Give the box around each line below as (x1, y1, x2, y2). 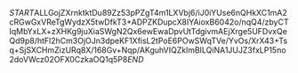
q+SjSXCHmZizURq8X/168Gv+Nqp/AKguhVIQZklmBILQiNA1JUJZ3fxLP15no (9, 45, 286, 55)
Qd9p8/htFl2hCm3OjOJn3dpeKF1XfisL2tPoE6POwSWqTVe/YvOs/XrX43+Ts (9, 35, 287, 46)
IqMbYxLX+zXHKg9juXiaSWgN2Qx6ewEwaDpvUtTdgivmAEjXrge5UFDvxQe (9, 26, 287, 36)
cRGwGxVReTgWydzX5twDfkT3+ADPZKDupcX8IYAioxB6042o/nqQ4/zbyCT (9, 17, 289, 27)
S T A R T (9, 8, 35, 18)
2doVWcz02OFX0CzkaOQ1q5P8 (9, 55, 128, 64)
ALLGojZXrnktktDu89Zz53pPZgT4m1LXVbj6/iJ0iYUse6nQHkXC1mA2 (34, 8, 287, 18)
